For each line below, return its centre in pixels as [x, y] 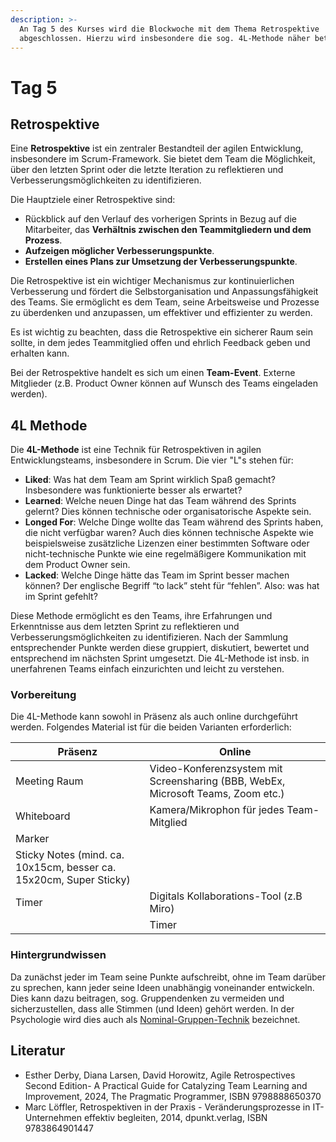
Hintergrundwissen [58, 955]
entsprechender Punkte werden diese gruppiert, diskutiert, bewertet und [160, 648]
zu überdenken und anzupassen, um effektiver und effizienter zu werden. [161, 313]
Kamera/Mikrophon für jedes [217, 810]
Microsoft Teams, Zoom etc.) [217, 794]
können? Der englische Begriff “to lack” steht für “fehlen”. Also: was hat [172, 586]
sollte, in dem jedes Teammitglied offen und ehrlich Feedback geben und [160, 343]
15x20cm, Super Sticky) [73, 880]
